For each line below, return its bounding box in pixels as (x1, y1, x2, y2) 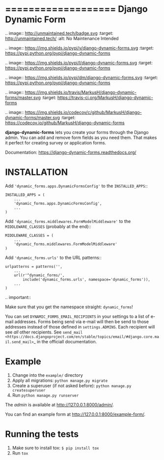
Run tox (12, 450, 28, 456)
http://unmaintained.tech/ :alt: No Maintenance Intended (5, 35, 119, 41)
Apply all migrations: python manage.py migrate (12, 377, 108, 383)
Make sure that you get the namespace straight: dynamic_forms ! (5, 304, 134, 310)
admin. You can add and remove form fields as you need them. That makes (5, 134, 157, 140)
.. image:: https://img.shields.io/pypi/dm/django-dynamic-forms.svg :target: (5, 74, 158, 80)
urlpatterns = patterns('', (5, 264, 63, 269)
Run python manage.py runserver (12, 392, 79, 398)
